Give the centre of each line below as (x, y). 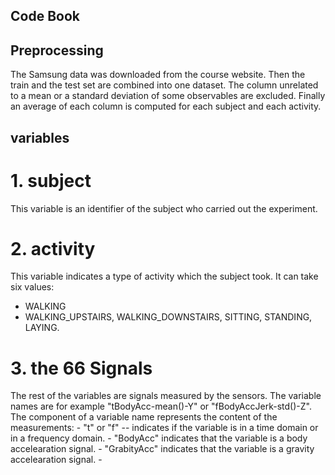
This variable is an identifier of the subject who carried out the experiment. (164, 208)
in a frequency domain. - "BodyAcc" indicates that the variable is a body (159, 438)
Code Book (45, 16)
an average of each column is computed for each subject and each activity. (166, 106)
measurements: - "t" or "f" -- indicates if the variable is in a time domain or (164, 428)
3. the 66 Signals (81, 368)
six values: (32, 287)
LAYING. (42, 328)
